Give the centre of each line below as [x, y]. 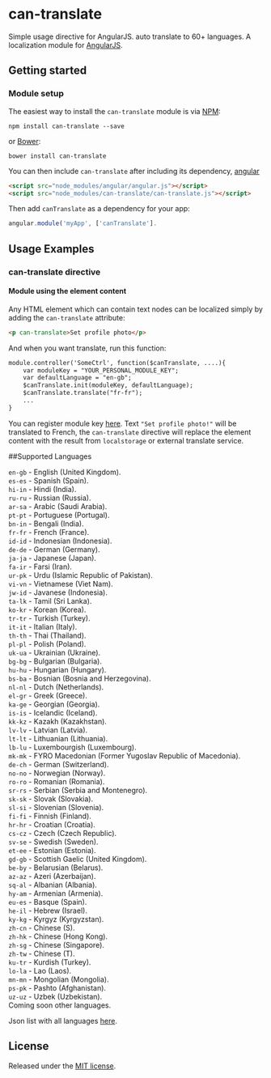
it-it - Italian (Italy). [43, 626]
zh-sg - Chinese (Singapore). [57, 944]
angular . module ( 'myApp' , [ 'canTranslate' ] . [83, 223]
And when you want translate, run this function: [87, 348]
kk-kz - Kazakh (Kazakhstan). [58, 721]
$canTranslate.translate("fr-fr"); [83, 393]
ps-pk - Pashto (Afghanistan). [57, 987]
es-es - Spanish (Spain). [49, 480]
